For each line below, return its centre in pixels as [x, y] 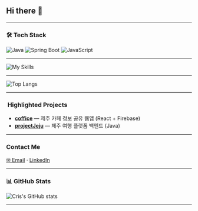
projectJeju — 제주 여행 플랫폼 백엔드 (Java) [67, 126]
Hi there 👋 [24, 11]
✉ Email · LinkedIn [28, 160]
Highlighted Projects [37, 105]
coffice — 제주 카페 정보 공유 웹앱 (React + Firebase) [77, 118]
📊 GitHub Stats [29, 181]
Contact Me [23, 147]
